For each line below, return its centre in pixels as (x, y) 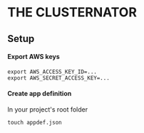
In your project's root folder (48, 109)
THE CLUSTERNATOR (72, 12)
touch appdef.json (35, 122)
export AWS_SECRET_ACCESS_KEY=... (59, 78)
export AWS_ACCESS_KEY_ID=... (52, 72)
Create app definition (40, 94)
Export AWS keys (34, 57)
